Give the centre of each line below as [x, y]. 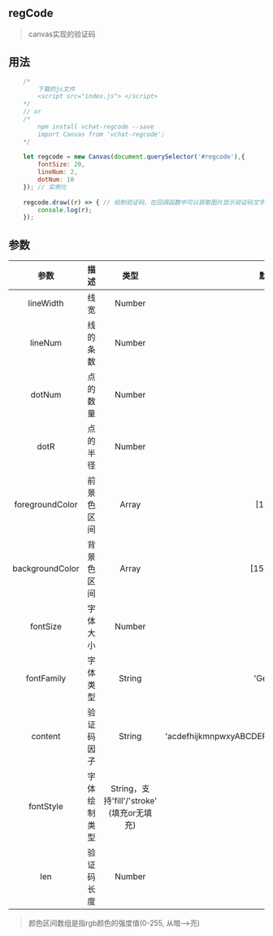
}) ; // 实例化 [45, 187]
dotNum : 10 [56, 180]
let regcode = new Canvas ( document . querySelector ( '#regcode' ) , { [134, 157]
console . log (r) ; [65, 210]
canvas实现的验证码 [62, 34]
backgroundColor [46, 568]
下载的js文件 [56, 89]
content [46, 737]
